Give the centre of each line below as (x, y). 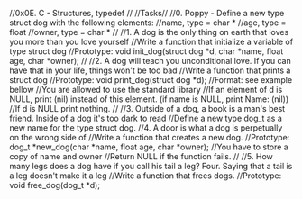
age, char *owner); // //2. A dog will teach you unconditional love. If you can (150, 61)
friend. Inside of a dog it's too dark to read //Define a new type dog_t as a (146, 118)
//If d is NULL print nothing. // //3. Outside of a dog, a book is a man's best (147, 109)
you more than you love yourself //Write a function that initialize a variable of (151, 41)
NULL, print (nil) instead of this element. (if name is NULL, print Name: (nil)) (149, 99)
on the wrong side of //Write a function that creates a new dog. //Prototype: (150, 137)
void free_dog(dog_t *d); (55, 185)
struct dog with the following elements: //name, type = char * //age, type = (148, 23)
